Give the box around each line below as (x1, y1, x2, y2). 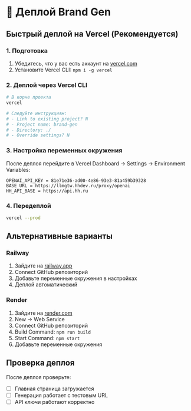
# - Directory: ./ (6, 127, 51, 133)
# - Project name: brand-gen (6, 121, 78, 128)
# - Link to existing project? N (6, 116, 88, 122)
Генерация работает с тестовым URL (14, 392, 108, 399)
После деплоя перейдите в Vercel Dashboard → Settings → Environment (6, 159, 186, 167)
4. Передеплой (6, 201, 51, 210)
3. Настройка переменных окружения (6, 146, 123, 155)
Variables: (6, 166, 31, 173)
